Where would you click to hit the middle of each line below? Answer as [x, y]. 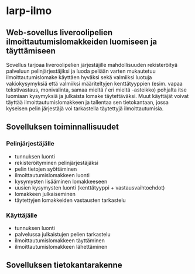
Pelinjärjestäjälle [30, 144]
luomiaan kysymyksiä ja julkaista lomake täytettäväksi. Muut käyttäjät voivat [97, 96]
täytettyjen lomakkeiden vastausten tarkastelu [70, 200]
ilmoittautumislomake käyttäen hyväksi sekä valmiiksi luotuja [79, 77]
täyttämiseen [31, 51]
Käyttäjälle [22, 215]
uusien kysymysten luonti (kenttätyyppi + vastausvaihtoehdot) [90, 187]
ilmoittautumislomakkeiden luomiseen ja [82, 41]
